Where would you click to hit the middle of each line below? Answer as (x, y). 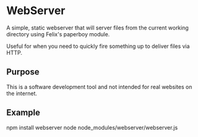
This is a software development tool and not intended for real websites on (99, 87)
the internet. (22, 93)
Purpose (23, 72)
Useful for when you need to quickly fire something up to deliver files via (98, 46)
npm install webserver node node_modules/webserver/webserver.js (92, 127)
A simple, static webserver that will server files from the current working (97, 28)
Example (23, 113)
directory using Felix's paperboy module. (58, 34)
